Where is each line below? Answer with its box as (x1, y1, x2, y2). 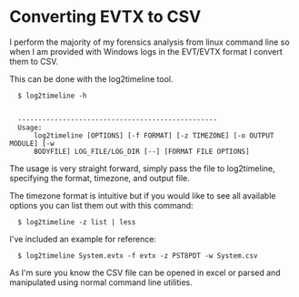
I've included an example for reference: (9, 233, 157, 244)
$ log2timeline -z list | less (17, 217, 136, 227)
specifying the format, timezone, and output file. (9, 172, 190, 183)
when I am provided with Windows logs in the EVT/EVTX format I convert (9, 46, 284, 56)
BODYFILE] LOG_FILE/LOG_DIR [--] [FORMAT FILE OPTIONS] (33, 147, 250, 156)
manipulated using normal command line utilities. (9, 276, 193, 288)
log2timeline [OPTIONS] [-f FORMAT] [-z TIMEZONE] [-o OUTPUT (33, 130, 274, 140)
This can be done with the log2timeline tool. (9, 73, 174, 84)
